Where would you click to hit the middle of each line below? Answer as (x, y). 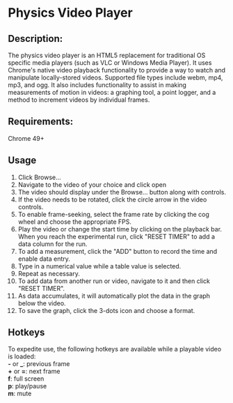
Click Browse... (39, 177)
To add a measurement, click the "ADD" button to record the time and (118, 251)
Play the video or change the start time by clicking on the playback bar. (120, 229)
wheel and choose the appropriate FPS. (74, 222)
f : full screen (26, 379)
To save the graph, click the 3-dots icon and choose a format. (106, 310)
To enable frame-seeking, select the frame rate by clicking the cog (113, 214)
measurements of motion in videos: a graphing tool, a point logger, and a (112, 92)
